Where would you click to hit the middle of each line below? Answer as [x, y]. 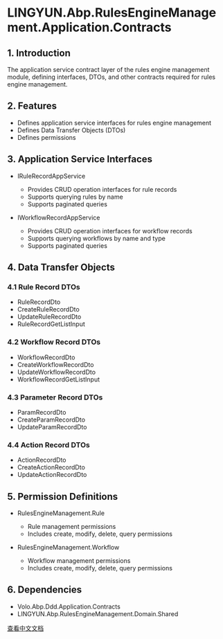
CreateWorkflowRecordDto [55, 364]
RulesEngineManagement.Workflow [68, 548]
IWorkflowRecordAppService [59, 217]
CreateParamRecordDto [51, 420]
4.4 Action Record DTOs [48, 444]
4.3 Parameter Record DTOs [55, 397]
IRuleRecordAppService [51, 176]
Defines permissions [46, 137]
